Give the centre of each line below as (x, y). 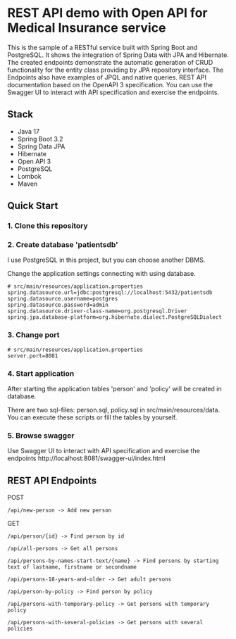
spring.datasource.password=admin (58, 305)
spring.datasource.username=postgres (63, 299)
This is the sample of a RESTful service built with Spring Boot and (103, 47)
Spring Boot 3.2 (40, 139)
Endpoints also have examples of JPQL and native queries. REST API (107, 77)
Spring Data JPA (41, 146)
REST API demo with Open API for (107, 13)
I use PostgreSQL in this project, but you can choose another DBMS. (106, 260)
